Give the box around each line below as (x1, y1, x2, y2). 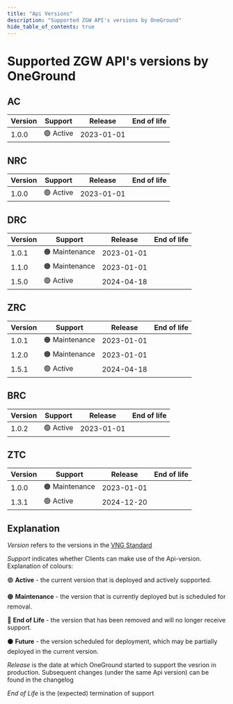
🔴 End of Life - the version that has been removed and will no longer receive (7, 616, 226, 625)
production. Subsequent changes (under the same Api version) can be (7, 668, 209, 677)
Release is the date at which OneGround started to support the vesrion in (7, 661, 217, 669)
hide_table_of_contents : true (7, 23, 95, 30)
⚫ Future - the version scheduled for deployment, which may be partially (7, 637, 218, 645)
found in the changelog (7, 675, 74, 684)
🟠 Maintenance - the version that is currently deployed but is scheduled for (7, 592, 226, 601)
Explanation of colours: (7, 562, 74, 570)
